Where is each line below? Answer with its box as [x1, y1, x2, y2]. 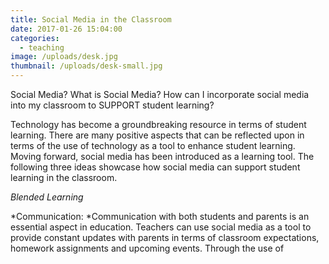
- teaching [19, 42, 65, 53]
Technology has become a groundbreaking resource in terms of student [10, 119, 307, 130]
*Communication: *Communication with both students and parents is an [10, 211, 310, 222]
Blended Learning [10, 191, 84, 203]
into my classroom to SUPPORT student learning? [10, 99, 215, 111]
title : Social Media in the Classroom [10, 14, 172, 25]
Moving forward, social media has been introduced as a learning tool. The [10, 151, 315, 162]
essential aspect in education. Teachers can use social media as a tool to [10, 221, 312, 233]
